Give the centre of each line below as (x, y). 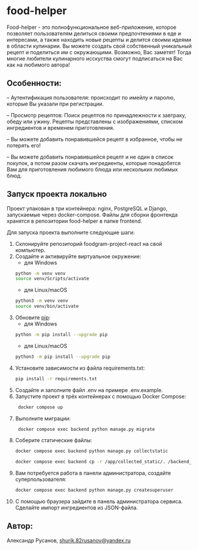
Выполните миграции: (43, 418)
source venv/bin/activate (47, 307)
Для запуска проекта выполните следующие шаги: (71, 232)
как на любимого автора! (38, 65)
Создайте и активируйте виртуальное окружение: (78, 256)
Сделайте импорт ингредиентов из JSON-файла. (76, 508)
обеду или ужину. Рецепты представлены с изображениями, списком (95, 121)
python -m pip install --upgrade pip (61, 335)
